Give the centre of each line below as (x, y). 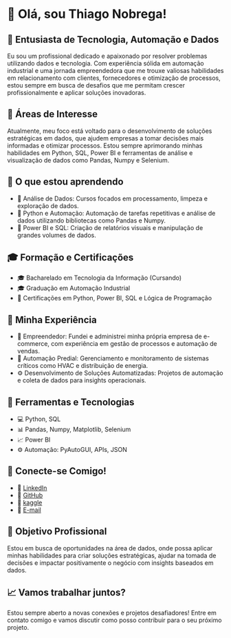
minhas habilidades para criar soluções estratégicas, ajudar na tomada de (112, 555)
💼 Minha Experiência (52, 320)
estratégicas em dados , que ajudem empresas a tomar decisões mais (106, 138)
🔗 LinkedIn (32, 488)
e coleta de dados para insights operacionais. (81, 380)
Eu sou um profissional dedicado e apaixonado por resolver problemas (107, 56)
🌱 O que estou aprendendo (65, 182)
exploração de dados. (48, 205)
